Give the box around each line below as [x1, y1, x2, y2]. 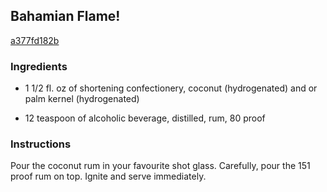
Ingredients [10, 59, 68, 73]
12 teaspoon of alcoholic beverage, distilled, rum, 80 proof [24, 112, 266, 124]
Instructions [10, 137, 72, 151]
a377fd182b [10, 34, 60, 46]
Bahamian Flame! [10, 8, 121, 25]
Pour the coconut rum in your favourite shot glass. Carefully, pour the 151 [10, 160, 311, 172]
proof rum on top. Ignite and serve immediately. [10, 170, 207, 183]
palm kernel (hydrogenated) [24, 93, 140, 105]
